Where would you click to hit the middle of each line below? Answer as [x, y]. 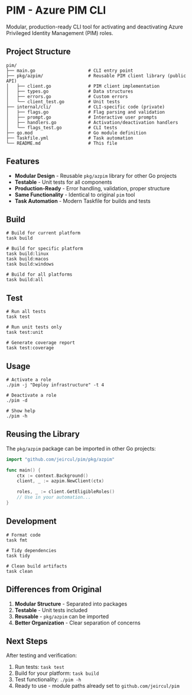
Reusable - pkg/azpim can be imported [62, 616]
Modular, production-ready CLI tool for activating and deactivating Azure [95, 27]
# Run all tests [26, 312]
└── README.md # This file [62, 143]
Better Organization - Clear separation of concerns [77, 623]
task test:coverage [30, 348]
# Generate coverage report [41, 343]
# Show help [21, 411]
